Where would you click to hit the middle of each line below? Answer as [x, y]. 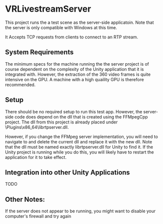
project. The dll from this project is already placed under [61, 122]
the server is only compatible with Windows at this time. [61, 27]
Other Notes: [25, 199]
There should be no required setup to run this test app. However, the [74, 112]
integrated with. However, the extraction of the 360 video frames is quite [78, 74]
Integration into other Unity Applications [68, 172]
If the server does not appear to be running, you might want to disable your [80, 211]
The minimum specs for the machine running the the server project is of [77, 64]
